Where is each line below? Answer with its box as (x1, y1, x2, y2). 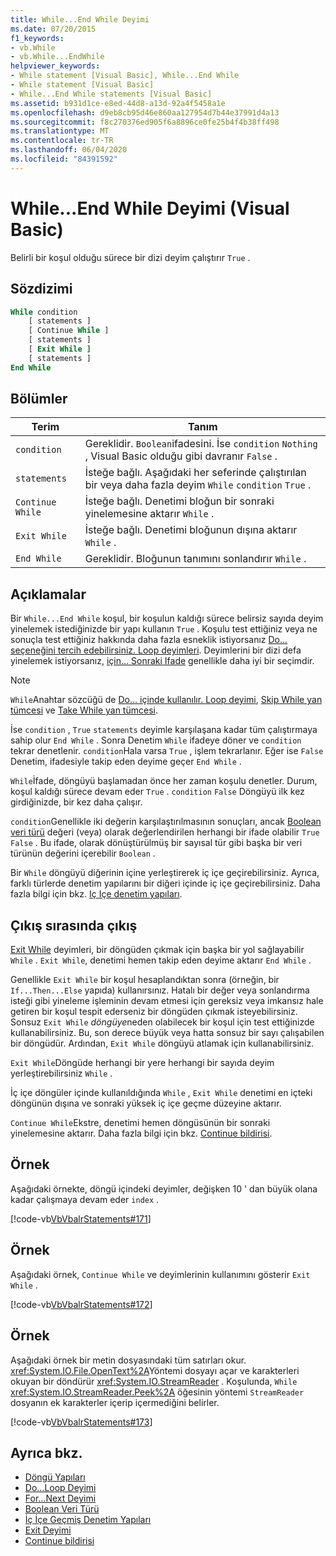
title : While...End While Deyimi (10, 14, 150, 25)
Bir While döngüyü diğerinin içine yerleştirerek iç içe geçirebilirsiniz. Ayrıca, (10, 867, 320, 879)
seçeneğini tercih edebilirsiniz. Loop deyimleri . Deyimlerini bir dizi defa (10, 644, 302, 656)
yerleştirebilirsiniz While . (10, 1067, 113, 1080)
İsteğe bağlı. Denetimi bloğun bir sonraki (84, 494, 275, 508)
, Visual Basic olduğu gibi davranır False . (84, 449, 278, 463)
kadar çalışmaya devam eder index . (10, 1193, 160, 1205)
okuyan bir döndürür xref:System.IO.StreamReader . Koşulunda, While (10, 1375, 298, 1387)
